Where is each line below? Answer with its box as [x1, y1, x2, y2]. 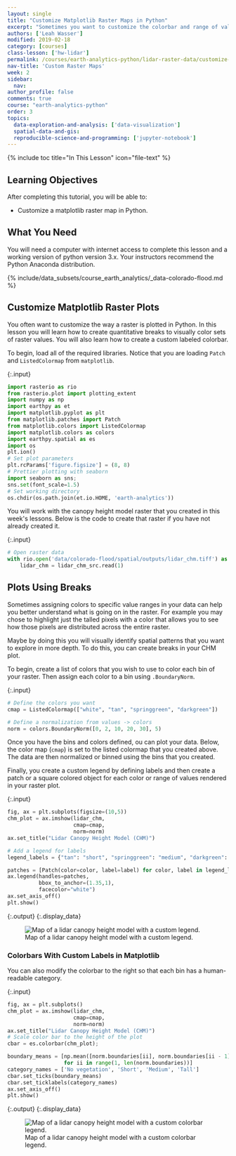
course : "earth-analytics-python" [7, 102, 109, 109]
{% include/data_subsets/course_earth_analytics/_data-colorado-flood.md [7, 273, 223, 282]
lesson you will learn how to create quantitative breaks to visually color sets [7, 327, 226, 336]
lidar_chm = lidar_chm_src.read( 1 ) [20, 563, 124, 570]
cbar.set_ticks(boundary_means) [7, 1072, 102, 1079]
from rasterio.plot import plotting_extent [7, 390, 137, 397]
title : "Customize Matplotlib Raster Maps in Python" [7, 17, 169, 24]
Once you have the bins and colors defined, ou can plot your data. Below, [7, 738, 220, 747]
